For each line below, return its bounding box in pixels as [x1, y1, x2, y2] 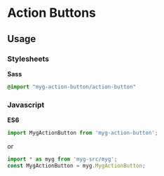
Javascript [7, 100, 45, 109]
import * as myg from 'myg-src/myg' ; [7, 156, 118, 163]
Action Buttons [7, 5, 96, 21]
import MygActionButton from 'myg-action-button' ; [7, 130, 158, 137]
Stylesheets [7, 54, 50, 64]
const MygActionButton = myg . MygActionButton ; [7, 162, 146, 169]
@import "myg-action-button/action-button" [7, 83, 137, 90]
